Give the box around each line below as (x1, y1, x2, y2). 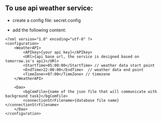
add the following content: (12, 27, 66, 33)
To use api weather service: (5, 4, 93, 12)
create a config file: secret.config (12, 17, 81, 23)
